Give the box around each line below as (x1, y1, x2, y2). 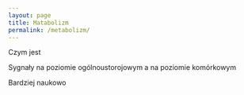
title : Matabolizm (8, 19, 69, 27)
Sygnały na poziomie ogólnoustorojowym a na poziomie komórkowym (8, 63, 237, 72)
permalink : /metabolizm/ (8, 26, 90, 34)
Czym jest (8, 48, 41, 57)
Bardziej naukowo (8, 78, 67, 87)
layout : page (8, 11, 51, 20)
